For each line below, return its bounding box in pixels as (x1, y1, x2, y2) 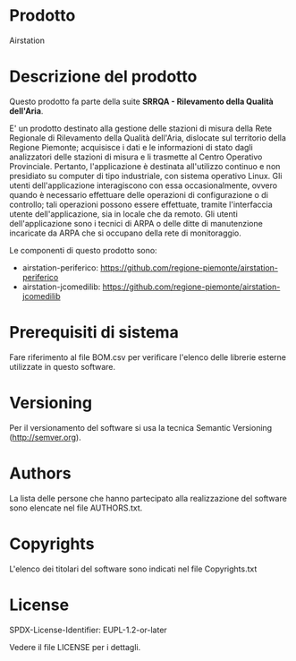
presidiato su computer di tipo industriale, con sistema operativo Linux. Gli (9, 170, 283, 181)
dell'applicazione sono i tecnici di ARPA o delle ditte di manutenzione (9, 218, 264, 228)
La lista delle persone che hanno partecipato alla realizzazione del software (9, 493, 288, 503)
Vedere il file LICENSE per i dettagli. (9, 641, 141, 652)
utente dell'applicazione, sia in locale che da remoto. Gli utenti (9, 208, 239, 219)
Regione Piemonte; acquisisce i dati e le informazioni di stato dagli (9, 142, 253, 152)
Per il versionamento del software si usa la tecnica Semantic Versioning (9, 422, 273, 433)
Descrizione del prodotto (9, 66, 198, 87)
